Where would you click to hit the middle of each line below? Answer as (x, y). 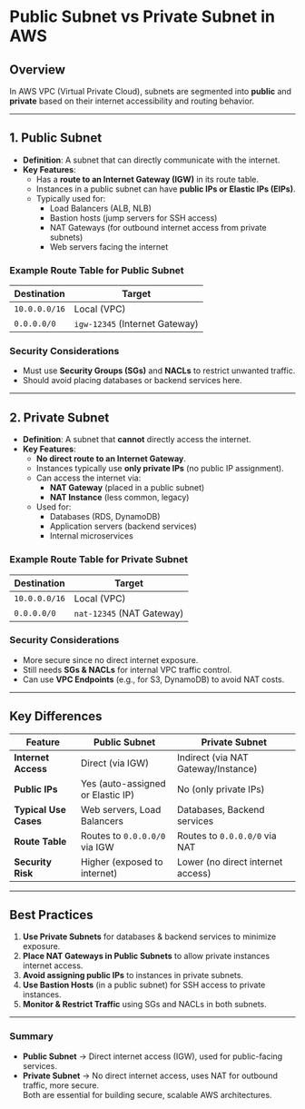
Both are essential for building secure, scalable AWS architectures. (147, 1094)
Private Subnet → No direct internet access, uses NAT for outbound (150, 1075)
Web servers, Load (121, 809)
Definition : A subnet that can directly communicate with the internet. (151, 160)
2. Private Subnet (59, 417)
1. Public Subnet (56, 138)
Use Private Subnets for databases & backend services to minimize (149, 936)
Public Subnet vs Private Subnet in (142, 17)
